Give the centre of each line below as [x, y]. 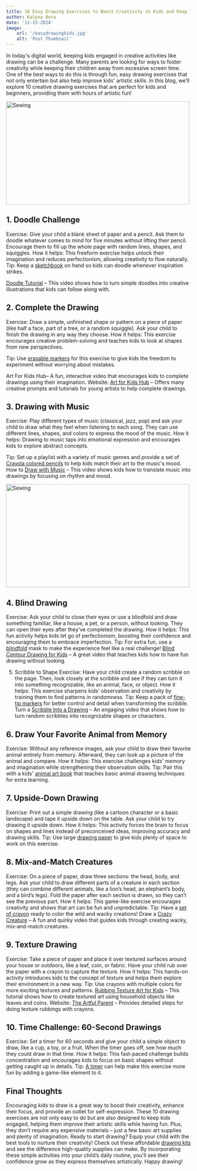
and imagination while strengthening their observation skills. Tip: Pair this [94, 767]
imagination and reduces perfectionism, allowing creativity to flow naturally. [97, 259]
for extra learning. [28, 780]
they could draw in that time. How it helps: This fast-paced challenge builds [97, 1054]
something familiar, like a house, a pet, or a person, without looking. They [94, 623]
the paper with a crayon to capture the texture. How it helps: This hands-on [97, 971]
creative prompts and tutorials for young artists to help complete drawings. [96, 388]
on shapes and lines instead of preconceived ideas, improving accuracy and [98, 831]
